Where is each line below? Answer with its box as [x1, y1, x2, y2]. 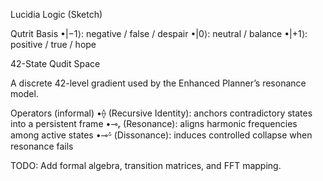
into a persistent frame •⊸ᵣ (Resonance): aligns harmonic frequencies [10, 118, 298, 129]
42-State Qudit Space [10, 58, 101, 69]
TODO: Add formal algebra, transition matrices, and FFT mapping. [10, 160, 282, 171]
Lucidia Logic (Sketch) [10, 9, 103, 20]
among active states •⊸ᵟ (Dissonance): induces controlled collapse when [10, 129, 313, 141]
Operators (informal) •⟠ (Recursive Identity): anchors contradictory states [10, 107, 313, 119]
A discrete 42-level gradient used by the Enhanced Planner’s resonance [10, 77, 307, 89]
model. [10, 88, 39, 99]
